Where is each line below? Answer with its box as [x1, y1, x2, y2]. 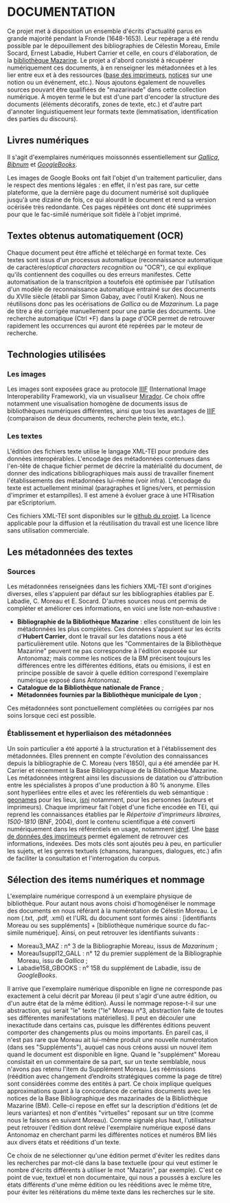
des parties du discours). [7, 114, 78, 123]
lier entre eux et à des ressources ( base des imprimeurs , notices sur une [7, 70, 213, 79]
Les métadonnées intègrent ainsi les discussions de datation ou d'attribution [7, 774, 223, 782]
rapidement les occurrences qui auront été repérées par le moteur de [7, 321, 203, 330]
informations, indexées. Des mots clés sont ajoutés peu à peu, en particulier [7, 839, 222, 847]
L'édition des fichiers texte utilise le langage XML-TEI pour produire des [7, 447, 209, 455]
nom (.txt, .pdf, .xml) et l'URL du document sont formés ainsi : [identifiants [7, 914, 216, 922]
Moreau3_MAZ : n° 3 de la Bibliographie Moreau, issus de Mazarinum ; [16, 942, 218, 950]
